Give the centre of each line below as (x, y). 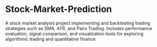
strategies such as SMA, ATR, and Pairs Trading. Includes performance (79, 28)
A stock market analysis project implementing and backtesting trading (78, 23)
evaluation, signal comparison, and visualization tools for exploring (74, 33)
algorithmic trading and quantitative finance (50, 39)
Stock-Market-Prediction (59, 9)
